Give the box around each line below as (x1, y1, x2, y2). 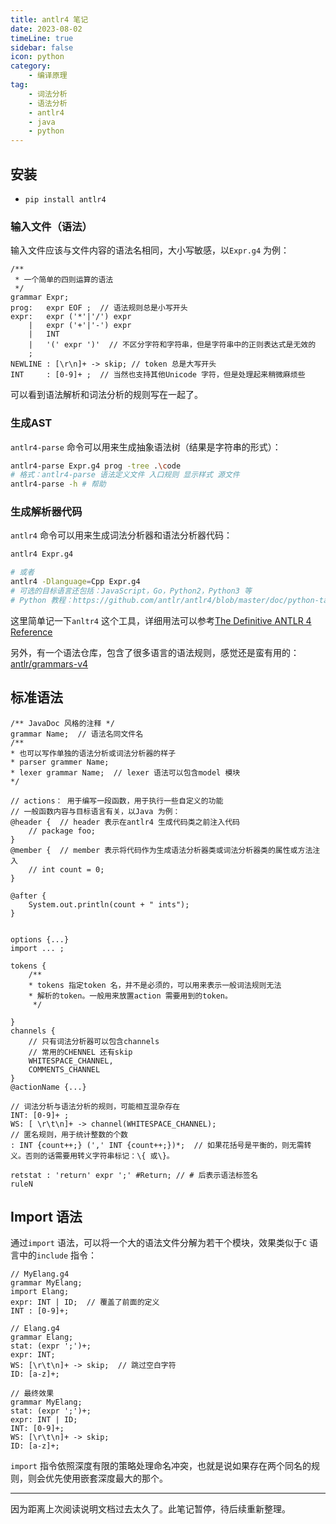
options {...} (10, 934, 70, 945)
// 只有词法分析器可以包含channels (28, 1036, 160, 1046)
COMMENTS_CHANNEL (28, 1064, 101, 1075)
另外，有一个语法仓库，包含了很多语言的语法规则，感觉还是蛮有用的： (10, 646, 300, 658)
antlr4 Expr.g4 (10, 549, 74, 560)
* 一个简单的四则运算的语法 (14, 275, 114, 285)
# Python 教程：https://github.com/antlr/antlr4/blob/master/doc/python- (10, 595, 320, 605)
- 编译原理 (28, 71, 68, 81)
